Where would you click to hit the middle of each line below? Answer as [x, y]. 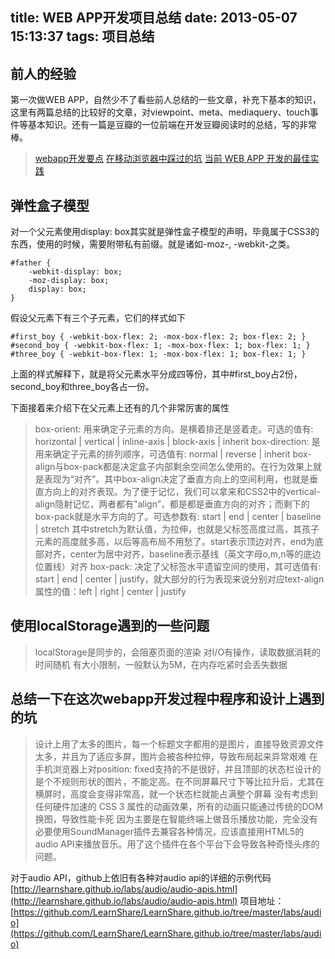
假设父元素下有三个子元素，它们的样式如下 [98, 318]
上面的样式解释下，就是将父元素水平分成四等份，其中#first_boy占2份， [156, 374]
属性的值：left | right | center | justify [110, 592]
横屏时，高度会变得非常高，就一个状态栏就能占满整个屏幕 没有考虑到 [176, 794]
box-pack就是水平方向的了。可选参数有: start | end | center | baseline [178, 517]
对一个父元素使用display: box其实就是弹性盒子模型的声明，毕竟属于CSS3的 [165, 232]
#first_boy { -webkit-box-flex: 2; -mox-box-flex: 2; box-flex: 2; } [158, 337]
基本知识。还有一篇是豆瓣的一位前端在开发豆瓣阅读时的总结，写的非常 [172, 125]
